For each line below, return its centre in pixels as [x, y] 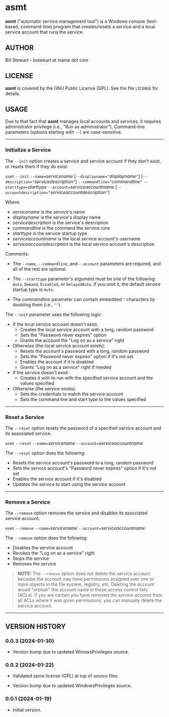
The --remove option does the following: [47, 538]
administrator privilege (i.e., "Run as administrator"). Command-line [75, 127]
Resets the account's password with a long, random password [84, 351]
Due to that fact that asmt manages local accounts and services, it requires [83, 121]
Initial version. [27, 710]
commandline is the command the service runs [61, 228]
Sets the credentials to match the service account [71, 394]
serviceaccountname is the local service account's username [76, 238]
